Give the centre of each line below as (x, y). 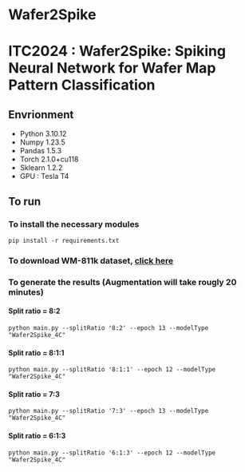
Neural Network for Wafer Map (112, 68)
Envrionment (41, 115)
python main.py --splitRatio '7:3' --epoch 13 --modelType (109, 411)
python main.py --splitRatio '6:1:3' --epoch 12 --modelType (112, 453)
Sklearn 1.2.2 (41, 168)
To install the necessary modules (74, 224)
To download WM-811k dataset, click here (91, 260)
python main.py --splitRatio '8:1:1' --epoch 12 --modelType (112, 370)
